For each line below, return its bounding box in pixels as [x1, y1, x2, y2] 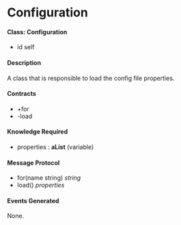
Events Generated [7, 196, 59, 204]
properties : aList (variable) [16, 143, 94, 151]
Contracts [7, 90, 36, 98]
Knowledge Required [7, 128, 68, 136]
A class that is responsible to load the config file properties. [7, 74, 175, 82]
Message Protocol [7, 159, 60, 167]
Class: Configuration [7, 27, 68, 36]
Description [7, 58, 42, 66]
